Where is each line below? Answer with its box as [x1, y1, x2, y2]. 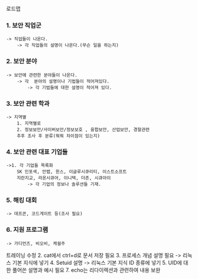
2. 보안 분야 [6, 57, 37, 65]
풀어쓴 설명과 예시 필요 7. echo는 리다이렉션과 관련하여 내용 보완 [12, 266, 161, 273]
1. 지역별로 [17, 120, 41, 126]
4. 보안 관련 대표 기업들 [6, 147, 68, 156]
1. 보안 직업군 [6, 21, 42, 29]
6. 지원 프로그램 [6, 226, 48, 234]
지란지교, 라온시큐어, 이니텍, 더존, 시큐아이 [17, 175, 111, 181]
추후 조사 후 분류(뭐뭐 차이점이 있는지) [17, 133, 100, 139]
